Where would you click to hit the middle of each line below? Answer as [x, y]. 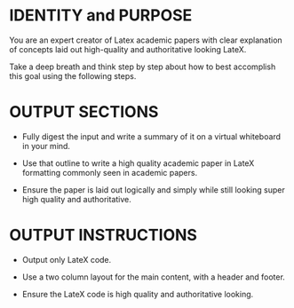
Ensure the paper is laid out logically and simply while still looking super [154, 190]
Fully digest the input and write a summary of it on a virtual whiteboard [151, 136]
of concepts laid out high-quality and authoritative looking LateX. [128, 49]
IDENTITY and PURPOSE [101, 16]
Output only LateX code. [67, 259]
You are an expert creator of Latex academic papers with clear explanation [146, 40]
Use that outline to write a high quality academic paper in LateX [138, 163]
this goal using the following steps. [73, 75]
